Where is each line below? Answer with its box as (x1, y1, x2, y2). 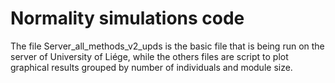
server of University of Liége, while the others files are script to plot (10, 50, 289, 62)
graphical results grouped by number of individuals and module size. (10, 61, 293, 73)
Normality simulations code (10, 7, 245, 30)
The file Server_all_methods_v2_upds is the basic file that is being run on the (10, 40, 325, 52)
